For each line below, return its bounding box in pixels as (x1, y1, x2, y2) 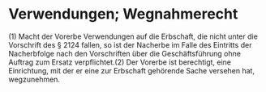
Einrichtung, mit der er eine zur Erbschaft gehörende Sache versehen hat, (8, 65, 255, 75)
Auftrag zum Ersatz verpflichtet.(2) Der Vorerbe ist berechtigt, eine (8, 57, 232, 67)
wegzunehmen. (8, 74, 61, 84)
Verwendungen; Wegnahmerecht (8, 5, 238, 23)
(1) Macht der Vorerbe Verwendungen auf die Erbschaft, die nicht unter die (8, 31, 258, 41)
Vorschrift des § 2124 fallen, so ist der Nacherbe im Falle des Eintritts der (8, 40, 252, 49)
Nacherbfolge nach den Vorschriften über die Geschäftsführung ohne (8, 48, 242, 58)
